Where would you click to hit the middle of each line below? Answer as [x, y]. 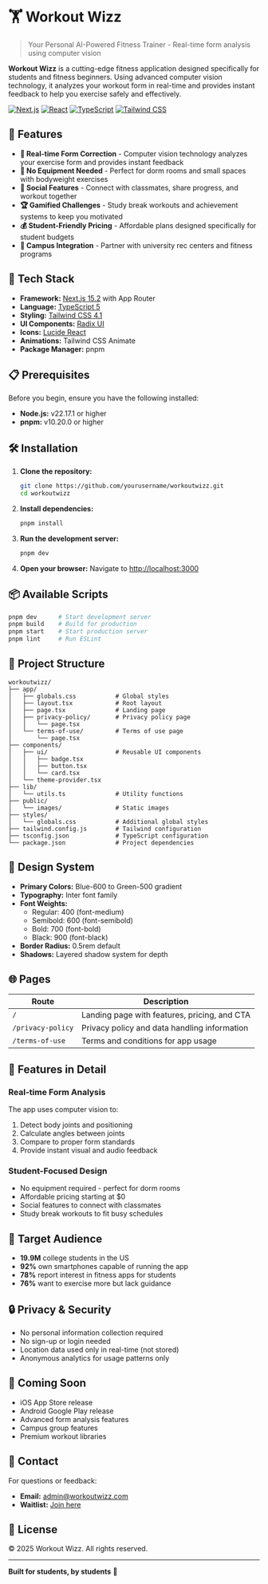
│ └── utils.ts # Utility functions [96, 794]
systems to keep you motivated [71, 216]
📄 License [33, 1530]
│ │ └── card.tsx [44, 773]
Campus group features [59, 1428]
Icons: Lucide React [53, 332]
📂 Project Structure [57, 664]
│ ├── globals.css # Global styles [89, 696]
